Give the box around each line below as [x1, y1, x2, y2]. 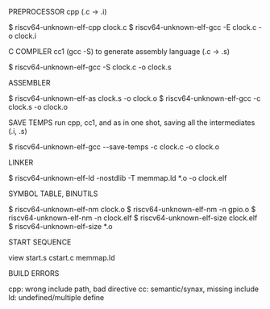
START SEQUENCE [8, 237, 72, 247]
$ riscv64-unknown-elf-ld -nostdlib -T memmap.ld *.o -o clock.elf [8, 173, 227, 182]
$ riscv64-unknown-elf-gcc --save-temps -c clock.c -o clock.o [8, 142, 220, 152]
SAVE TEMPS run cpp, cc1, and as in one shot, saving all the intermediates [8, 118, 255, 127]
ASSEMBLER [8, 78, 51, 87]
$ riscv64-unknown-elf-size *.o [8, 222, 113, 231]
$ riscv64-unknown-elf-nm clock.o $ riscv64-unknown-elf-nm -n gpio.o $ [8, 205, 256, 214]
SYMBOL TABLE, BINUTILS [8, 189, 98, 198]
